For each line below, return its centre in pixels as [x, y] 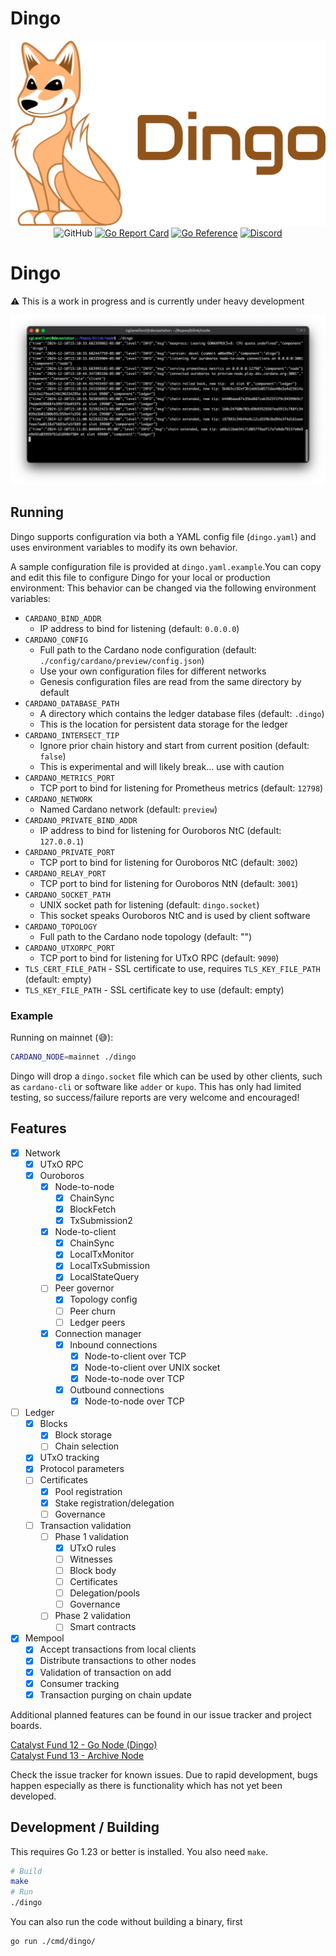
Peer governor [84, 1288]
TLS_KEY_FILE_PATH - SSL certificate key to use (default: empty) [154, 989]
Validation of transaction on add [105, 1672]
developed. [33, 1796]
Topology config [103, 1299]
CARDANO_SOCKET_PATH [67, 895]
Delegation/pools [105, 1593]
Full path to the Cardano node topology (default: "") [146, 936]
